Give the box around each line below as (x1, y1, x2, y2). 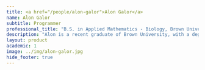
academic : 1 (6, 43, 37, 49)
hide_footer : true (6, 54, 53, 60)
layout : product (6, 37, 48, 43)
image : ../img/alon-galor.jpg (6, 49, 84, 55)
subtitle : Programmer (6, 20, 62, 26)
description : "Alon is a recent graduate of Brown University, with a (6, 32, 190, 38)
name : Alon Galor (6, 15, 51, 21)
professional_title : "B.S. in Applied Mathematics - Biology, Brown (6, 26, 184, 32)
